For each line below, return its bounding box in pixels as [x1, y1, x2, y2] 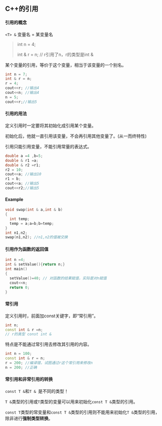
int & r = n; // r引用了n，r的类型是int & [17, 51, 94, 57]
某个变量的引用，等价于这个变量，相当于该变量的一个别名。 [5, 62, 126, 68]
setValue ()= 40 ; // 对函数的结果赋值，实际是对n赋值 [9, 276, 107, 281]
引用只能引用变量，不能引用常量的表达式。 [5, 143, 92, 149]
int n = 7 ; [5, 72, 28, 77]
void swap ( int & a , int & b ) [5, 207, 63, 213]
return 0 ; [9, 285, 30, 290]
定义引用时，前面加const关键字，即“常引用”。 [5, 313, 98, 319]
